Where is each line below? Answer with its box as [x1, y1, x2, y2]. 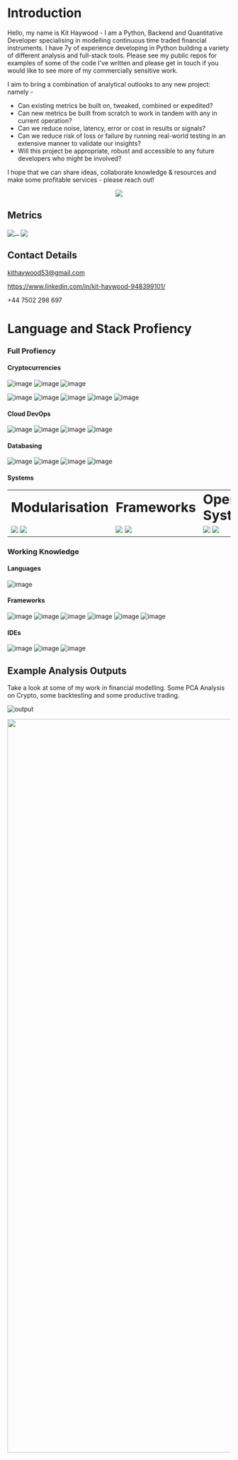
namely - [7, 87, 34, 96]
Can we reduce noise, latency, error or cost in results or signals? [17, 124, 206, 132]
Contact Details [7, 249, 78, 261]
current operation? [17, 116, 72, 125]
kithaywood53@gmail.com [7, 268, 85, 276]
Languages [7, 564, 41, 573]
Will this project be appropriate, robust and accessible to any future [17, 146, 215, 155]
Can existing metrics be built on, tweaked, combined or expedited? [17, 101, 213, 109]
